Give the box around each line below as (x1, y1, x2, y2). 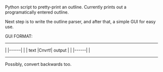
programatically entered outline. (5, 9, 69, 15)
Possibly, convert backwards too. (5, 61, 72, 67)
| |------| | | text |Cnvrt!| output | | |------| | (5, 47, 91, 53)
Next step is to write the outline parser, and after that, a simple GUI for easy (5, 19, 156, 24)
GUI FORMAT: (5, 34, 33, 39)
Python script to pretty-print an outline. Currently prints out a (5, 4, 127, 10)
